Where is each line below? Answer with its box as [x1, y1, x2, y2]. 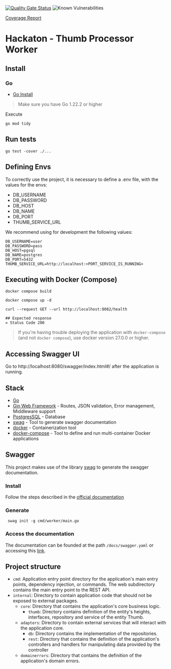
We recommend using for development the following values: [5, 229, 132, 235]
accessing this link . [5, 547, 46, 553]
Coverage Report [5, 15, 42, 21]
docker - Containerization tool [12, 424, 77, 431]
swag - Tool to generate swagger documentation [12, 419, 117, 425]
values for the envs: [5, 181, 47, 188]
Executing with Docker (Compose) [5, 275, 118, 284]
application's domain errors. [20, 658, 81, 664]
